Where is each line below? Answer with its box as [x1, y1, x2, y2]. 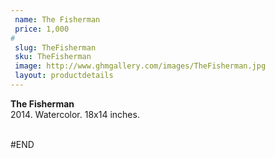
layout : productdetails [14, 71, 114, 81]
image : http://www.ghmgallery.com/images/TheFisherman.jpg [14, 61, 267, 71]
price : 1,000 [14, 24, 70, 34]
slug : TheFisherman [14, 42, 97, 53]
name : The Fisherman [14, 14, 101, 25]
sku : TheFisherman [14, 52, 92, 62]
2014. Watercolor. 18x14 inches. [10, 108, 140, 120]
